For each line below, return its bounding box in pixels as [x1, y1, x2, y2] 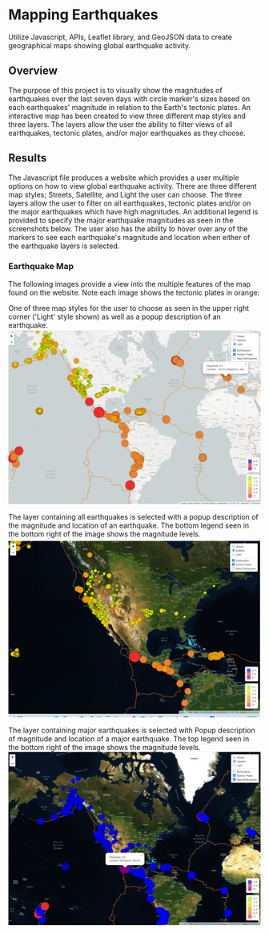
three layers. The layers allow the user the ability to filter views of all [8, 119, 233, 129]
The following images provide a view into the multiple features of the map [8, 279, 251, 288]
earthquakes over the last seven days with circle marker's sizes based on [8, 94, 251, 104]
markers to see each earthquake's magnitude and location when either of [8, 232, 251, 242]
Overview [8, 64, 58, 78]
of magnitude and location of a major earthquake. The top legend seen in [8, 733, 250, 744]
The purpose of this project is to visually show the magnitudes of [8, 85, 223, 95]
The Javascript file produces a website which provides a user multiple [8, 173, 239, 182]
